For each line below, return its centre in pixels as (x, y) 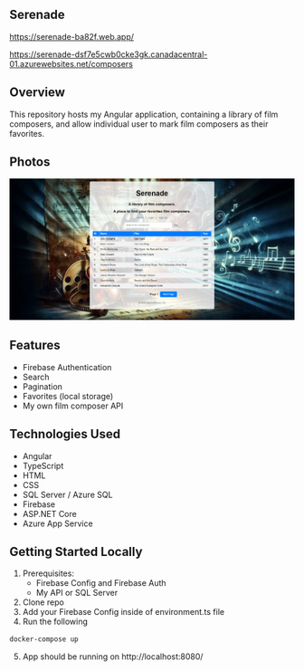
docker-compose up (44, 639)
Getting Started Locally (76, 551)
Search (36, 377)
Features (35, 345)
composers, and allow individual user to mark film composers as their (139, 124)
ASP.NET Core (49, 513)
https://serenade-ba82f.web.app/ (71, 36)
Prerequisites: (48, 573)
